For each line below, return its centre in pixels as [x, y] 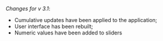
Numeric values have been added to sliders [68, 33]
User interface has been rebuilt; [54, 26]
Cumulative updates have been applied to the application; [86, 20]
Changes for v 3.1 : [28, 9]
